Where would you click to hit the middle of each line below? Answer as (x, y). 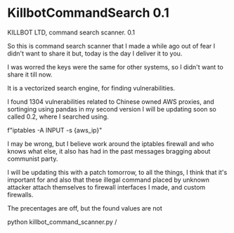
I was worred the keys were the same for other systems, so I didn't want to (115, 67)
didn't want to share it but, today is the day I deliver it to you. (95, 53)
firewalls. (20, 194)
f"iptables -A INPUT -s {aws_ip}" (55, 130)
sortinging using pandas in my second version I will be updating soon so (112, 109)
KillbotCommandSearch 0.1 (89, 13)
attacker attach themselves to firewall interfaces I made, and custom (106, 187)
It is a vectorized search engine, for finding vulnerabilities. (91, 88)
